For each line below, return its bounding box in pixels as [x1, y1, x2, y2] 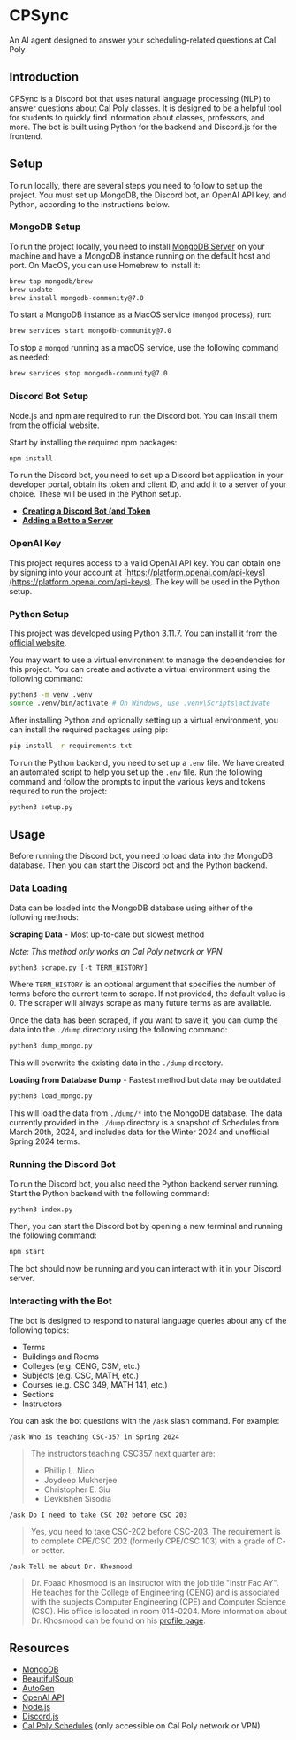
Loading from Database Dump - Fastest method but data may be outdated [9, 1075, 282, 1086]
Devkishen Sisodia [43, 1493, 112, 1504]
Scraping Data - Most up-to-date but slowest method [9, 929, 205, 940]
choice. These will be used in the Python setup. [9, 489, 182, 499]
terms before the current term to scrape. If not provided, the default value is [9, 988, 285, 999]
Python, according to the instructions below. [9, 198, 171, 209]
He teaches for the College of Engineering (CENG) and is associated [30, 1587, 280, 1597]
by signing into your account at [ [9, 567, 127, 577]
